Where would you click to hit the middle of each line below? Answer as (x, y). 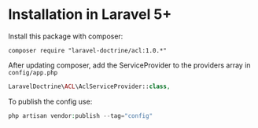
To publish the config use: (50, 101)
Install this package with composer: (66, 36)
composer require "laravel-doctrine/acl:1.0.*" (88, 50)
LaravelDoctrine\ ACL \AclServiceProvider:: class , (89, 86)
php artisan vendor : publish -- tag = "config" (81, 115)
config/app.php (33, 72)
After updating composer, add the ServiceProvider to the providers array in (129, 65)
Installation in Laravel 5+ (90, 15)
